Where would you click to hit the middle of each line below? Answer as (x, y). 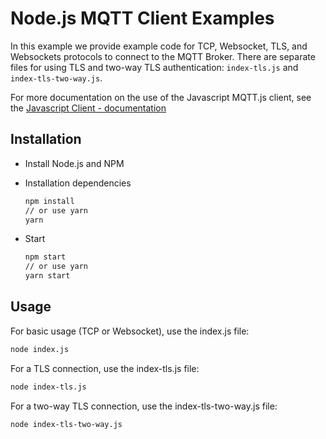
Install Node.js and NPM (74, 163)
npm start (45, 257)
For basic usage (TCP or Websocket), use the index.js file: (130, 331)
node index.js (40, 349)
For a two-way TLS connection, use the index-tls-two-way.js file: (144, 406)
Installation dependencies (78, 183)
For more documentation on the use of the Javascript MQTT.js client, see (161, 97)
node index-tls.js (48, 387)
